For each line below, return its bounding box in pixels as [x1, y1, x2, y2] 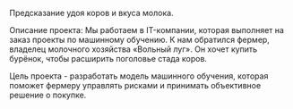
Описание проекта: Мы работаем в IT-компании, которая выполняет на [9, 25, 285, 35]
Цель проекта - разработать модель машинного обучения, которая [9, 71, 269, 81]
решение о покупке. [9, 89, 87, 100]
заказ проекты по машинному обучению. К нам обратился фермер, [9, 35, 271, 45]
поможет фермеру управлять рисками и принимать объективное [9, 80, 262, 90]
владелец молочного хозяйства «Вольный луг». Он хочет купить [9, 44, 258, 54]
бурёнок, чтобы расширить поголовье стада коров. [9, 54, 208, 63]
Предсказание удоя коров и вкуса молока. [9, 8, 174, 18]
